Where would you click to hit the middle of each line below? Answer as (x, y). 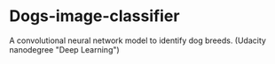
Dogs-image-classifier (94, 16)
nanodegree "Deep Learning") (64, 49)
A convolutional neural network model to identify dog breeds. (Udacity (137, 40)
